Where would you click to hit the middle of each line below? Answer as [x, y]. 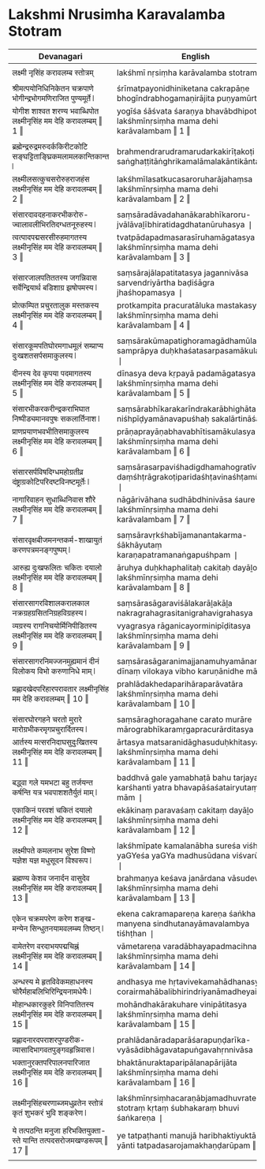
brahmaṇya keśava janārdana [172, 878]
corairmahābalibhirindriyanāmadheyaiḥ [189, 992]
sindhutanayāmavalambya [201, 923]
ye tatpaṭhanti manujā [157, 1135]
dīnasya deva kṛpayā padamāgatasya [187, 373]
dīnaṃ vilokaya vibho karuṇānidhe [181, 670]
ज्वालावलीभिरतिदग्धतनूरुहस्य [52, 224]
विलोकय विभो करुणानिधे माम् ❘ [54, 670]
